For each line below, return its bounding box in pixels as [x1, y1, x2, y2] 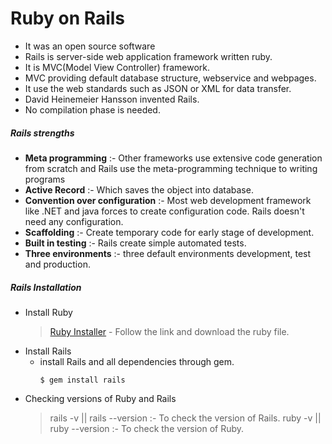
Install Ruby [24, 306, 73, 318]
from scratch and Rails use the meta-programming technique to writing [24, 162, 318, 174]
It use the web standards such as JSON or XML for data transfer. [24, 82, 292, 94]
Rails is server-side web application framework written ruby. [24, 50, 273, 62]
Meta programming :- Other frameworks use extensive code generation [24, 152, 323, 164]
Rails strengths [10, 127, 75, 139]
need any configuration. [24, 215, 124, 227]
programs [24, 173, 66, 185]
